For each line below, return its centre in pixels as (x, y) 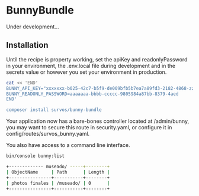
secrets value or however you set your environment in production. (86, 72)
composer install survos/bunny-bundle (54, 110)
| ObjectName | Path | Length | (58, 172)
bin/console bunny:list (36, 156)
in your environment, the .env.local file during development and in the (91, 66)
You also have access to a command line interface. (68, 145)
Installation (27, 45)
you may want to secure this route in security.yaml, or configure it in (89, 128)
